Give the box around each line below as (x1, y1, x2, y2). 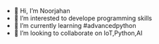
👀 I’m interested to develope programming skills (13, 14, 153, 22)
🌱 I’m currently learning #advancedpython (13, 22, 136, 29)
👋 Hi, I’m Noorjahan (13, 7, 70, 15)
